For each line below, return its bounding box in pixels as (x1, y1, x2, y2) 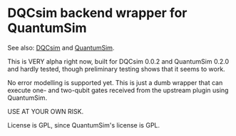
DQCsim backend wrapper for (7, 5, 188, 21)
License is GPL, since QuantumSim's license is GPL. (7, 120, 160, 129)
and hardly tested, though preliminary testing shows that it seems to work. (7, 64, 226, 73)
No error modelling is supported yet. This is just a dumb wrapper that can (7, 78, 223, 86)
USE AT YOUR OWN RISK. (7, 107, 84, 115)
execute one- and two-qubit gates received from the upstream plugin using (7, 86, 229, 94)
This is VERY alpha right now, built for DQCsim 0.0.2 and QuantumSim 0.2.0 (7, 57, 230, 65)
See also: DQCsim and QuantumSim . (7, 43, 115, 52)
